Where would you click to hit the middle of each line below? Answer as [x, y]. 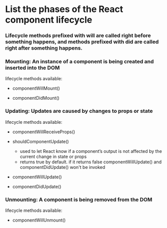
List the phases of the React [64, 9]
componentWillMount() [36, 88]
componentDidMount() [36, 98]
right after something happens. [44, 48]
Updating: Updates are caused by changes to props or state [79, 111]
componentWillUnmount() [39, 220]
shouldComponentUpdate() [40, 141]
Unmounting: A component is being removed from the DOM [79, 199]
